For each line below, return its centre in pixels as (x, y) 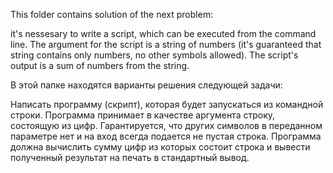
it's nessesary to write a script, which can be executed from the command (163, 33)
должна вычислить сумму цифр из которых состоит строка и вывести (160, 147)
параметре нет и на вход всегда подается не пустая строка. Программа (166, 136)
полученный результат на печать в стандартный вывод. (130, 157)
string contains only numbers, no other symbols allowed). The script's (154, 55)
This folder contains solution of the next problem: (112, 14)
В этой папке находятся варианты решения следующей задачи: (146, 85)
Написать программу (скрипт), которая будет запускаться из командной (167, 104)
